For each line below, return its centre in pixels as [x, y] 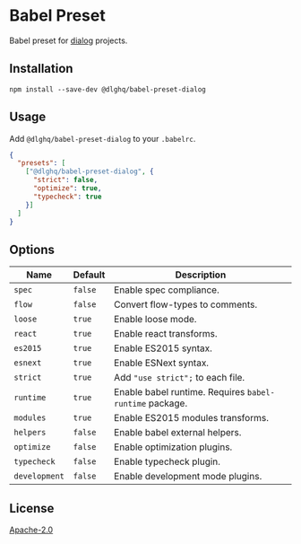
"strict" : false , [65, 180]
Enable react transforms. [165, 334]
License [32, 508]
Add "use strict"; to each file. [179, 378]
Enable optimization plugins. [173, 447]
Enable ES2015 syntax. [163, 348]
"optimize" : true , [67, 189]
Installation [41, 69]
